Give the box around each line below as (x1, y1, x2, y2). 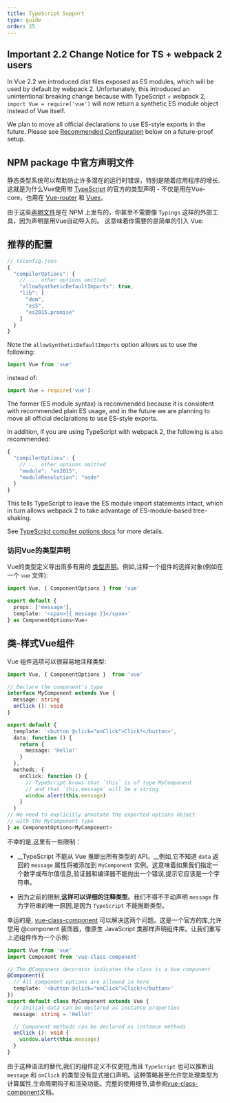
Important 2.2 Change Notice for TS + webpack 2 (7, 48, 222, 60)
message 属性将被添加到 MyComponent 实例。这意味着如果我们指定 (30, 860, 213, 869)
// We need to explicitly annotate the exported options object (7, 811, 196, 818)
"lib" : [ (19, 290, 45, 297)
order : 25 (7, 23, 36, 30)
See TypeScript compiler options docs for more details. (7, 527, 164, 535)
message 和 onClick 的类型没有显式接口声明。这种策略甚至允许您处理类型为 (7, 1071, 219, 1079)
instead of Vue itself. (7, 107, 65, 115)
